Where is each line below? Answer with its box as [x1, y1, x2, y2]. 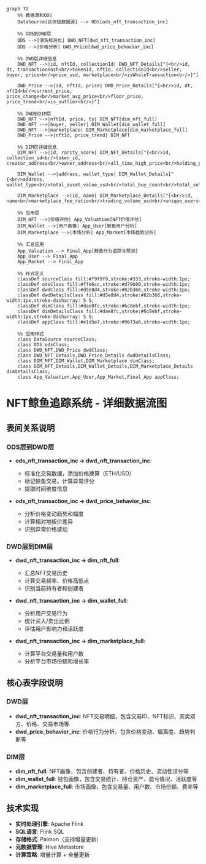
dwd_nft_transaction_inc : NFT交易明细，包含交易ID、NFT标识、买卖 [15, 712, 191, 719]
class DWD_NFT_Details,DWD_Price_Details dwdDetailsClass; [17, 352, 172, 359]
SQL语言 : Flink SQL [15, 828, 64, 835]
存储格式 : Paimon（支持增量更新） [15, 835, 102, 842]
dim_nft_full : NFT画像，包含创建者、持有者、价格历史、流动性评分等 [15, 767, 189, 775]
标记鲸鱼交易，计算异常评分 [24, 477, 95, 485]
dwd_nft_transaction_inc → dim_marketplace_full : [15, 637, 146, 645]
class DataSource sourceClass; [17, 336, 97, 343]
